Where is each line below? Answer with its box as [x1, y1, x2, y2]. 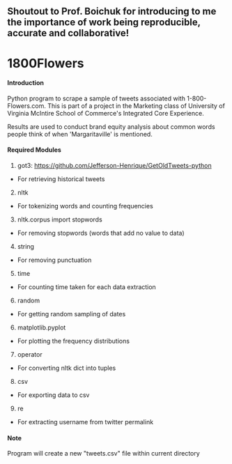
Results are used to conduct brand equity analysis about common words [7, 122, 215, 131]
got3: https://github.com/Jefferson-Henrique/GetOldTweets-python [17, 161, 212, 169]
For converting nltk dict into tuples [17, 364, 116, 372]
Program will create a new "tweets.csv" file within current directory [7, 449, 200, 458]
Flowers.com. [7, 101, 47, 110]
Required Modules [7, 146, 61, 154]
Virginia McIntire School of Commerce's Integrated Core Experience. [7, 109, 204, 117]
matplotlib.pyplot [17, 323, 66, 332]
